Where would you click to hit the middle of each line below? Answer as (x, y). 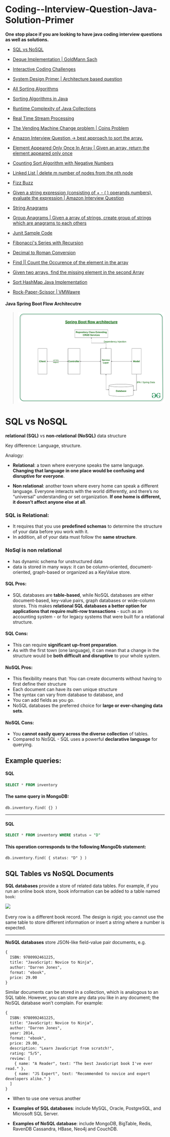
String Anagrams (30, 208)
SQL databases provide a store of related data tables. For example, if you (82, 886)
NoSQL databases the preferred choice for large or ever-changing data (88, 706)
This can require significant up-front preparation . (65, 645)
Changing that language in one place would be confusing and (78, 470)
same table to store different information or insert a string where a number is (85, 922)
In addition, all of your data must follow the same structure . (75, 537)
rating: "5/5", (26, 1054)
